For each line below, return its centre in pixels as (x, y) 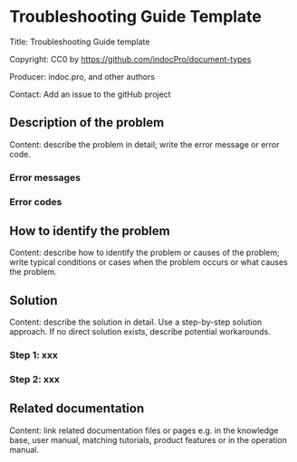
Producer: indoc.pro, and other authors (82, 76)
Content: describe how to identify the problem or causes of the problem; (144, 253)
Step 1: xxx (34, 355)
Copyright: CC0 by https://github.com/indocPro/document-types (130, 59)
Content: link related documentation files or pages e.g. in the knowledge (144, 430)
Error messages (45, 177)
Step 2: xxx (35, 380)
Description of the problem (87, 123)
